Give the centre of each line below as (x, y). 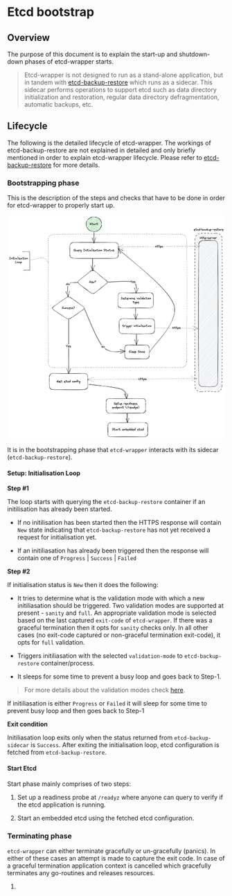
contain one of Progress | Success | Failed (77, 558)
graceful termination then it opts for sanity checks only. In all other (113, 628)
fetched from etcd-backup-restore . (57, 753)
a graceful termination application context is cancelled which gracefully (109, 866)
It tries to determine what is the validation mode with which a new (111, 598)
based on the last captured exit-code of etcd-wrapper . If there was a (115, 620)
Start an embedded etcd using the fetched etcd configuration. (106, 818)
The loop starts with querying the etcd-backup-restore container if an (106, 502)
